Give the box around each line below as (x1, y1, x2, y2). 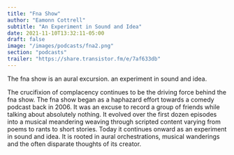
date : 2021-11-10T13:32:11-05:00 (7, 29, 105, 37)
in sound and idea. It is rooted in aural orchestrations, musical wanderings (7, 132, 220, 140)
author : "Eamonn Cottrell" (7, 17, 86, 24)
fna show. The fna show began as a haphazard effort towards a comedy (7, 95, 214, 104)
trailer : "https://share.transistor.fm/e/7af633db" (7, 56, 161, 63)
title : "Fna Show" (7, 10, 61, 17)
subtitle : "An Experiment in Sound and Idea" (7, 23, 142, 30)
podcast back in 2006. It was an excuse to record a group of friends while (7, 102, 220, 111)
